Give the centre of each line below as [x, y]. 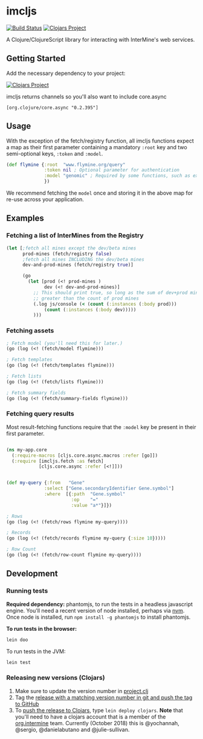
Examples [25, 218]
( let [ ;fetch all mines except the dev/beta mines [71, 248]
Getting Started [36, 59]
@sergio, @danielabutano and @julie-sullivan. [72, 729]
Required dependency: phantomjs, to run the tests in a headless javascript [100, 604]
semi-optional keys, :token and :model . [55, 153]
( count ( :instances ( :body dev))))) [90, 309]
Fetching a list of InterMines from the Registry [75, 236]
